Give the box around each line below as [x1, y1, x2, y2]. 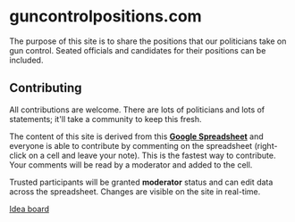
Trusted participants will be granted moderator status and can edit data [9, 177, 274, 187]
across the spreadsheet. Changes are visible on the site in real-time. [9, 185, 261, 197]
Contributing [9, 80, 82, 95]
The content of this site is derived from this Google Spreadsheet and [9, 131, 264, 142]
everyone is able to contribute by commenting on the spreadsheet [9, 140, 253, 151]
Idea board [9, 203, 50, 214]
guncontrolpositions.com [9, 6, 203, 27]
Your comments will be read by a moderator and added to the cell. [9, 159, 253, 170]
